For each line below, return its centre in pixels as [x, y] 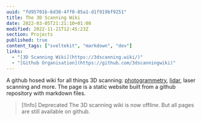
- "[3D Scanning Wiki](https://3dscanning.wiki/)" [78, 57]
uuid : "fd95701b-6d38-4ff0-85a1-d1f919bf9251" [67, 12]
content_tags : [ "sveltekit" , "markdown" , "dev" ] [69, 46]
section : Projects [30, 35]
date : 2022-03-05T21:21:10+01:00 [49, 23]
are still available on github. [56, 111]
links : [15, 52]
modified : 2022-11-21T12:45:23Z [47, 29]
